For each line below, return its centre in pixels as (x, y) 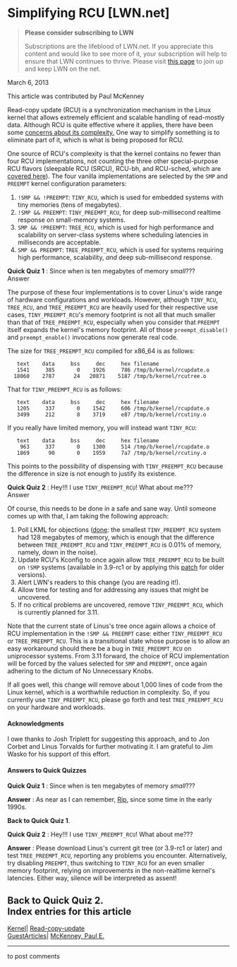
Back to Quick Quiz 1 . (39, 821)
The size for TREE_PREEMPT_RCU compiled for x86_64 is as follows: (101, 350)
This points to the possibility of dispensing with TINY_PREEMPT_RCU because (115, 466)
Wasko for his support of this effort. (59, 754)
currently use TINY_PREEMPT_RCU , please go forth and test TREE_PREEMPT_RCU (115, 699)
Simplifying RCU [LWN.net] (89, 13)
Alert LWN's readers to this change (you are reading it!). (99, 582)
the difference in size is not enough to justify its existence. (92, 473)
